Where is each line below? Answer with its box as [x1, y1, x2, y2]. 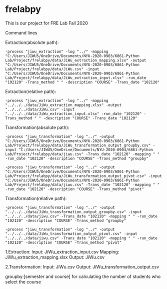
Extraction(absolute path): [5, 39, 59, 45]
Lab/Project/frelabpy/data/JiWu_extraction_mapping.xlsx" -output [5, 57, 146, 63]
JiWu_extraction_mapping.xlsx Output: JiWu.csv [5, 254, 105, 260]
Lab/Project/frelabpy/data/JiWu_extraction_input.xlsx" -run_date [5, 75, 146, 80]
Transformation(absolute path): [5, 124, 69, 130]
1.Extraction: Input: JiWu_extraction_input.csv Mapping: [5, 248, 119, 254]
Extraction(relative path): [5, 88, 56, 94]
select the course [5, 278, 41, 284]
